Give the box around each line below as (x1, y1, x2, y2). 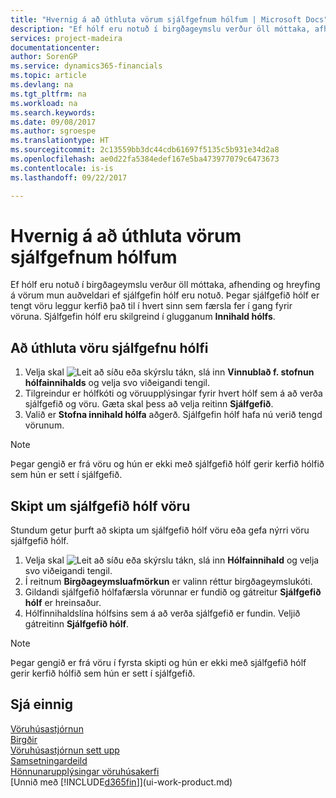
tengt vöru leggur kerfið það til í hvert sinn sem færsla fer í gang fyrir (10, 300, 293, 312)
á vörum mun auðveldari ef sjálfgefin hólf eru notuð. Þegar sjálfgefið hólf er (10, 289, 320, 301)
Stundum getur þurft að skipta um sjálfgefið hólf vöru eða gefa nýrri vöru (10, 524, 310, 536)
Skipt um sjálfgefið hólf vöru (10, 497, 191, 515)
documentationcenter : (10, 42, 101, 53)
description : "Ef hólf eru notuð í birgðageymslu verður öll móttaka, (10, 24, 311, 34)
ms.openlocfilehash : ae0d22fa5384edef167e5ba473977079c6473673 (10, 154, 280, 164)
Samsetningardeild (10, 754, 88, 766)
